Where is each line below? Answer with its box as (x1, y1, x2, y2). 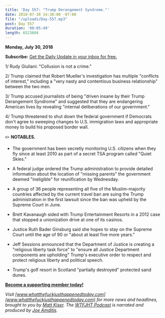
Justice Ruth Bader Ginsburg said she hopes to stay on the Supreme (12, 226, 152, 232)
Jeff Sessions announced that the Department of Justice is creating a (12, 241, 155, 247)
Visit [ (5, 292, 17, 297)
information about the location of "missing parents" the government (12, 171, 151, 177)
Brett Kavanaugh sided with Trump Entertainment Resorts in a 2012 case (12, 212, 161, 217)
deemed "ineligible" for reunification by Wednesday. (12, 176, 119, 182)
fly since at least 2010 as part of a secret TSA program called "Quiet (12, 151, 152, 157)
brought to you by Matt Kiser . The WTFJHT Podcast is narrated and (5, 302, 144, 308)
